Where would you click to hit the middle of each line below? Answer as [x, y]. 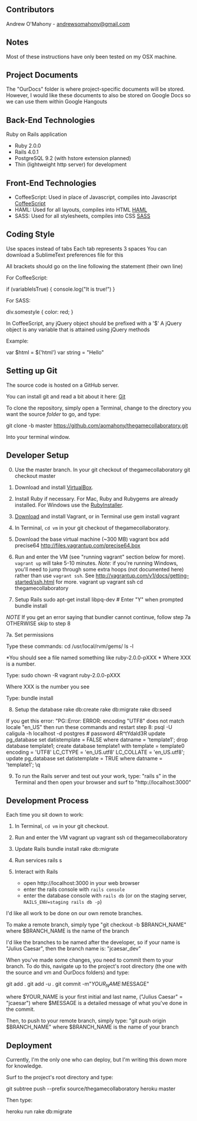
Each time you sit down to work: [45, 815]
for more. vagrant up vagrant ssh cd [99, 581]
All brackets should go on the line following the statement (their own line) [95, 266]
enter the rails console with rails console [74, 889]
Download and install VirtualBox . [54, 487]
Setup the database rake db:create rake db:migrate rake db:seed [93, 709]
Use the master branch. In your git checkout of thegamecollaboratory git [102, 470]
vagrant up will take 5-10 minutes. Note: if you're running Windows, [96, 563]
